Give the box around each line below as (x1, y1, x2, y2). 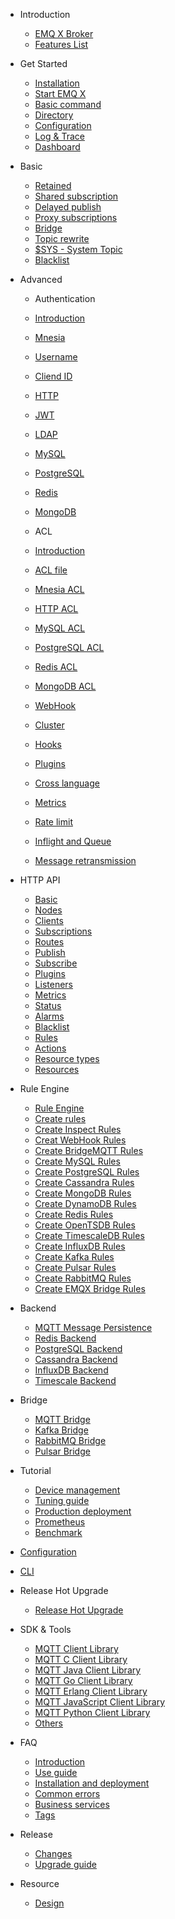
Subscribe (34, 957, 78, 969)
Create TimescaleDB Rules (34, 1230, 145, 1241)
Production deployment (34, 1505, 132, 1517)
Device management (34, 1484, 121, 1496)
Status (34, 1000, 62, 1011)
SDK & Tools (19, 1624, 72, 1635)
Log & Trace (34, 130, 85, 142)
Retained (34, 180, 72, 191)
